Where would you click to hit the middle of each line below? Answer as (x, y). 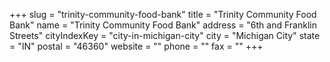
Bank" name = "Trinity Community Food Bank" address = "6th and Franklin (163, 25)
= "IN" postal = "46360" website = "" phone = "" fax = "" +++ (136, 46)
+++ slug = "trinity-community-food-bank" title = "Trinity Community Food (163, 14)
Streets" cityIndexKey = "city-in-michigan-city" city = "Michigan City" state (165, 35)
